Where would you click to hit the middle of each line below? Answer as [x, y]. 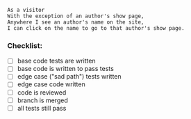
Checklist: [25, 45]
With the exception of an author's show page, [76, 16]
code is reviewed [42, 92]
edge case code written [51, 84]
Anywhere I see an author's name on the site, [76, 22]
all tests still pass [42, 108]
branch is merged [42, 100]
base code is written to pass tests [66, 69]
